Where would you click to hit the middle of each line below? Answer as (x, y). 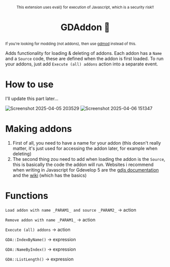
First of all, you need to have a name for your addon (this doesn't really (87, 143)
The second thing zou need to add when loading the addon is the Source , (89, 159)
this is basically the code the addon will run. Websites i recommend (83, 164)
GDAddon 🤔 (85, 27)
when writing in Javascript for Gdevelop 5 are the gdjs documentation (86, 170)
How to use (29, 85)
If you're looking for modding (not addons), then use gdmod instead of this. (71, 44)
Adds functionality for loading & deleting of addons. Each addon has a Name (84, 53)
